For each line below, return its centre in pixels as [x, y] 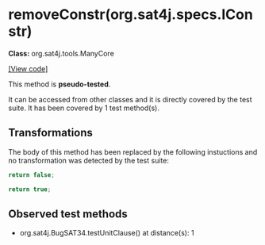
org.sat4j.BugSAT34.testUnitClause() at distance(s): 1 [107, 233]
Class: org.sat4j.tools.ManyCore [61, 53]
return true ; [30, 189]
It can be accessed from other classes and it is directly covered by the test [130, 99]
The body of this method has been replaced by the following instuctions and [133, 151]
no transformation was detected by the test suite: [88, 160]
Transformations [51, 133]
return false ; [32, 175]
